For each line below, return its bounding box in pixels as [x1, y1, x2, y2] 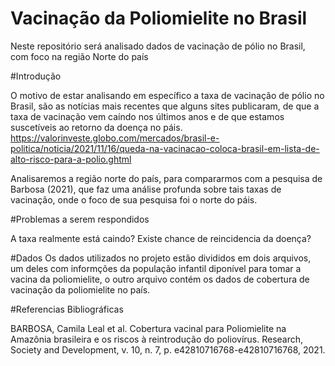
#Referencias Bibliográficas [10, 303, 124, 315]
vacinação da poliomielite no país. [10, 283, 151, 296]
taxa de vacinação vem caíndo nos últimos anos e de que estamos [10, 110, 285, 122]
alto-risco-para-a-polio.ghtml [10, 153, 132, 165]
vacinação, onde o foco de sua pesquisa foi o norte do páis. [10, 193, 258, 206]
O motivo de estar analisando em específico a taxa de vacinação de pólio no [10, 89, 325, 101]
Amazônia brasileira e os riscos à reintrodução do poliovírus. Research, [10, 333, 304, 345]
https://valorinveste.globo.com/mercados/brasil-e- [10, 132, 220, 144]
